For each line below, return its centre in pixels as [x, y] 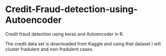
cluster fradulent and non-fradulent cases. [49, 49]
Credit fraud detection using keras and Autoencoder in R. [65, 34]
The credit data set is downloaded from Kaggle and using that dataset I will [83, 43]
